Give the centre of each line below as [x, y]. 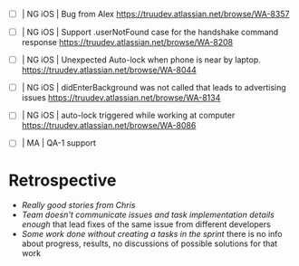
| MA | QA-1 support [58, 143]
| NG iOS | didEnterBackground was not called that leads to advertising [154, 88]
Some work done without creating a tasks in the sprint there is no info [152, 234]
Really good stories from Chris [78, 205]
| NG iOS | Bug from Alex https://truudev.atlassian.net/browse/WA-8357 [155, 14]
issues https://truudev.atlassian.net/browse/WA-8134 [121, 98]
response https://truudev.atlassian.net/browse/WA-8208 [127, 43]
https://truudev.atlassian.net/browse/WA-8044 [109, 70]
